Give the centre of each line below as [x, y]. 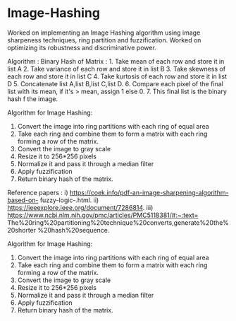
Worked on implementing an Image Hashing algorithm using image [104, 33]
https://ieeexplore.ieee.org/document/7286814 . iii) [80, 207]
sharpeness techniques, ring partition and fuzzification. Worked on [104, 40]
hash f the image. [33, 99]
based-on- [23, 200]
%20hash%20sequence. [74, 230]
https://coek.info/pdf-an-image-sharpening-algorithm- [149, 192]
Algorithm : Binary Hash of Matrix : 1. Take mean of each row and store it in [116, 61]
